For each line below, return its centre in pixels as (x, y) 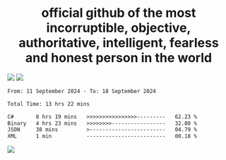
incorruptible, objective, (119, 28)
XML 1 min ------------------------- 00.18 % (102, 136)
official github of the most (119, 13)
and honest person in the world (119, 58)
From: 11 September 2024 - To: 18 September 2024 (82, 91)
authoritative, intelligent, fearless (119, 43)
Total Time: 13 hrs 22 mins (49, 104)
